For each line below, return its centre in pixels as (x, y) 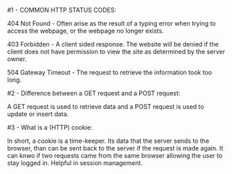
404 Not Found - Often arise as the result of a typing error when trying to (111, 23)
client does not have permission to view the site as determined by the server (116, 52)
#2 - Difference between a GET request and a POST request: (94, 93)
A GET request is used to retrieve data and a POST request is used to (106, 106)
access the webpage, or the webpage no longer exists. (86, 31)
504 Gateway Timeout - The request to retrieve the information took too (110, 72)
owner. (17, 59)
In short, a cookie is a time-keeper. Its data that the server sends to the (108, 141)
